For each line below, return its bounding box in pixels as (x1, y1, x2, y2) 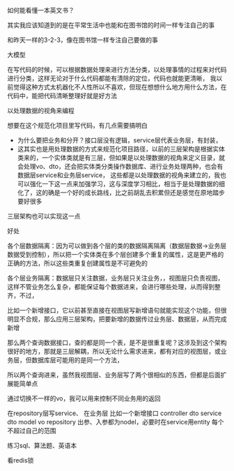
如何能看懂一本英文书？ (7, 6, 75, 14)
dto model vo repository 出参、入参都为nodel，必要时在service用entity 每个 (7, 418, 224, 426)
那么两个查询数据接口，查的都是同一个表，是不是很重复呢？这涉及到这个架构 (7, 338, 227, 347)
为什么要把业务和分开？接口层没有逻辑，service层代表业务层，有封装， (17, 136, 222, 144)
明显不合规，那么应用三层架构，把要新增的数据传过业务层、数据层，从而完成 (7, 315, 227, 323)
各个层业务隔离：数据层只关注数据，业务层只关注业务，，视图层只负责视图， (7, 274, 224, 282)
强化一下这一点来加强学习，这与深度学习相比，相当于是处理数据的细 (29, 180, 225, 188)
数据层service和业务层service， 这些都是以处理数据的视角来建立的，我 (17, 171, 221, 179)
